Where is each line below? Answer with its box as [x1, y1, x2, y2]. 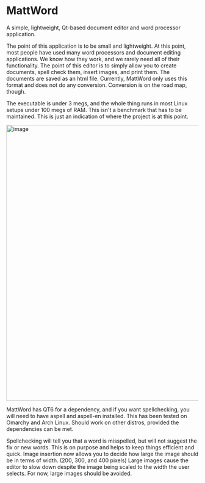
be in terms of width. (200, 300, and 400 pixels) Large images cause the [6, 457, 189, 464]
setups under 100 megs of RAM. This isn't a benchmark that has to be [6, 106, 182, 113]
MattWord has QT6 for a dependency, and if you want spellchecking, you [6, 405, 190, 413]
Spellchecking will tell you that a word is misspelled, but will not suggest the [6, 437, 197, 444]
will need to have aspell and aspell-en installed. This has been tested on [6, 412, 187, 419]
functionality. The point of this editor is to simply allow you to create [6, 62, 177, 69]
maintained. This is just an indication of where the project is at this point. [6, 113, 189, 120]
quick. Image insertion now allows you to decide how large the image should [6, 450, 199, 457]
